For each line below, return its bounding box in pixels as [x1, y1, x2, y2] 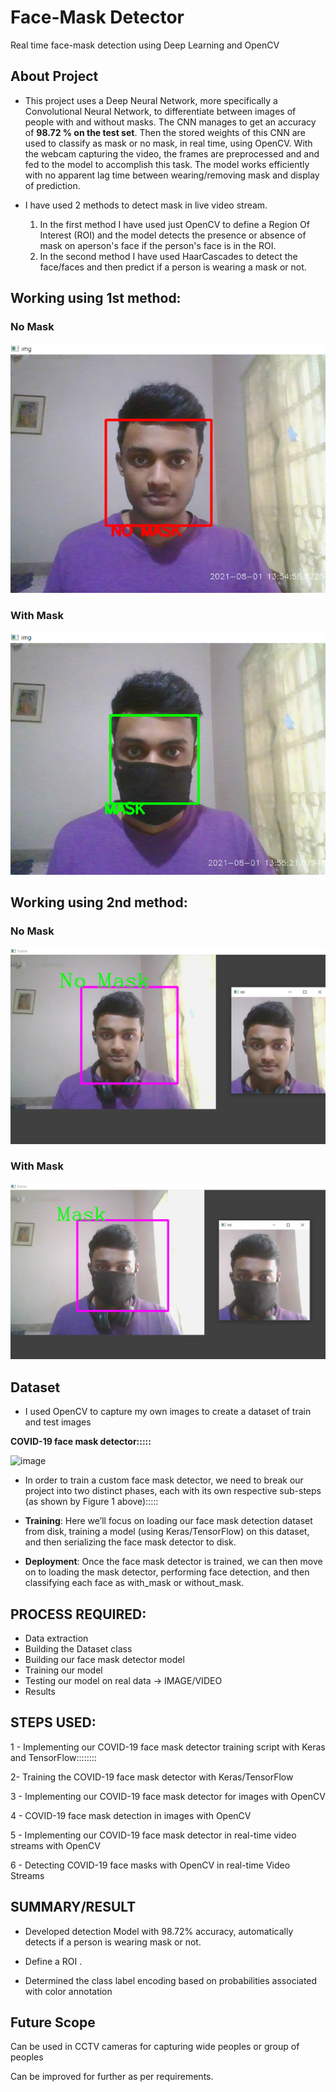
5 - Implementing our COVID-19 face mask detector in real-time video [10, 1829, 297, 1841]
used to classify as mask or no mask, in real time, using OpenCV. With [24, 137, 313, 149]
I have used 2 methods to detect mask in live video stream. [24, 199, 268, 211]
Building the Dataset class [24, 1642, 133, 1655]
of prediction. [24, 179, 81, 191]
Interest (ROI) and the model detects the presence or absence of [39, 229, 307, 241]
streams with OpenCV [10, 1839, 101, 1851]
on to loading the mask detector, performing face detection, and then [24, 1566, 310, 1578]
